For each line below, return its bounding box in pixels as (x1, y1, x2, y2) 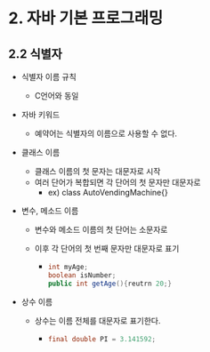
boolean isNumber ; (47, 270, 117, 280)
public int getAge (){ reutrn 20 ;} (47, 279, 173, 288)
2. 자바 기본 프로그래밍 (8, 8, 164, 28)
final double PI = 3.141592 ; (47, 334, 157, 343)
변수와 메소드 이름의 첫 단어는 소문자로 (34, 224, 168, 235)
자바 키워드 (20, 109, 61, 120)
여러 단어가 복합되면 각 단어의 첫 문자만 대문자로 (34, 177, 201, 188)
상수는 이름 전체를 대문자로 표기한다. (34, 315, 161, 325)
